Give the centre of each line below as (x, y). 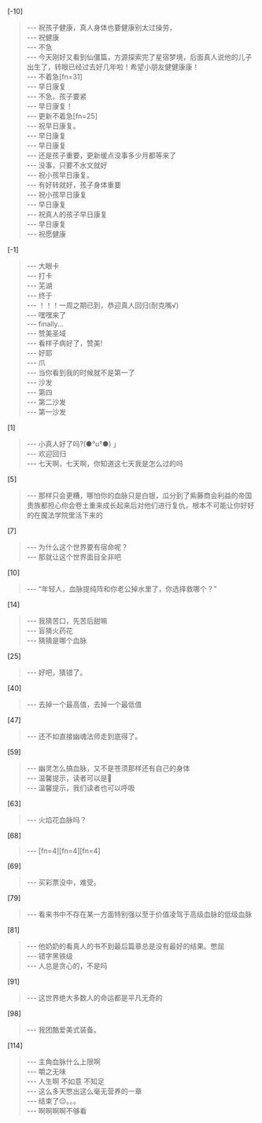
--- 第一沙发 (46, 412)
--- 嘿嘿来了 (46, 315)
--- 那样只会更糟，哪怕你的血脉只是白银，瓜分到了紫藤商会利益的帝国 (139, 495)
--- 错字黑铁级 (50, 956)
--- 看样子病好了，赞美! (65, 343)
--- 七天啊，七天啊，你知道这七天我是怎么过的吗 (105, 464)
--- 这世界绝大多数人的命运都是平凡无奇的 (94, 998)
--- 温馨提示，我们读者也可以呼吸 (81, 788)
